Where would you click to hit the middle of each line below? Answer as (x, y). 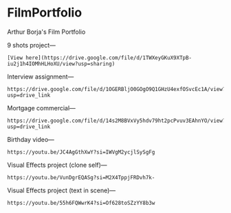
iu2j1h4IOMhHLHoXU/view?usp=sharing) (61, 63)
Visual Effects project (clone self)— (57, 165)
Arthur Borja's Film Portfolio (46, 32)
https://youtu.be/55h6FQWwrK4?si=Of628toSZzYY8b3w (81, 203)
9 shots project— (32, 45)
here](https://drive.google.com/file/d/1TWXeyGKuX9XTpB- (109, 58)
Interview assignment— (41, 77)
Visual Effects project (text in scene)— (62, 190)
